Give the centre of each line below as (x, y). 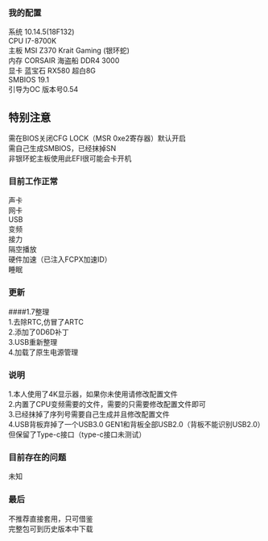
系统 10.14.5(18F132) (41, 32)
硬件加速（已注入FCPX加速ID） (60, 259)
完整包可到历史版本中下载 (51, 528)
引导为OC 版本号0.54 (43, 90)
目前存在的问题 (37, 457)
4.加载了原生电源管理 (43, 352)
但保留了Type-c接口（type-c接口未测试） (77, 434)
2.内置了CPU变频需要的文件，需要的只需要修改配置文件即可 (107, 404)
